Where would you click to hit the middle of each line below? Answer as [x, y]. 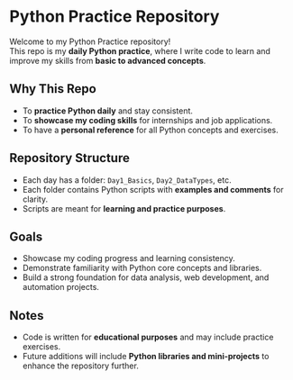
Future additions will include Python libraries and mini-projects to [146, 357]
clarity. [35, 199]
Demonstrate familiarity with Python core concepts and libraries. [142, 268]
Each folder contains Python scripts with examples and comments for [153, 189]
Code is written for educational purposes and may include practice [148, 337]
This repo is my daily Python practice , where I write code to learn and [140, 50]
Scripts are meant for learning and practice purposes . [124, 208]
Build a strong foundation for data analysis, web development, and [146, 277]
